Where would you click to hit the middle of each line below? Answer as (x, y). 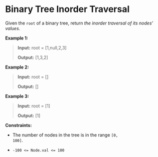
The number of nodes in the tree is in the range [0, (65, 135)
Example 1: (17, 38)
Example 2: (17, 67)
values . (13, 28)
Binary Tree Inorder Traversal (67, 9)
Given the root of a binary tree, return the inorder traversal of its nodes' (79, 23)
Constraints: (19, 125)
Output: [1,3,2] (33, 57)
